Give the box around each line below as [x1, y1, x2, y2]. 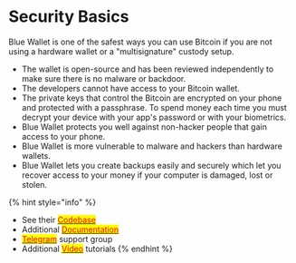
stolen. [21, 179, 47, 190]
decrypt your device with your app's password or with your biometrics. [21, 112, 287, 122]
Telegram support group [21, 233, 113, 244]
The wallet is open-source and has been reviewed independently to [21, 63, 274, 74]
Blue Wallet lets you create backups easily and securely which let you [21, 160, 282, 170]
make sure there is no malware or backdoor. [21, 73, 186, 83]
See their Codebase [21, 214, 97, 225]
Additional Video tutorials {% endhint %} [21, 243, 173, 254]
